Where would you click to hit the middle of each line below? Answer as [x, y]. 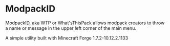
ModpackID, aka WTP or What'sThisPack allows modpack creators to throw [85, 23]
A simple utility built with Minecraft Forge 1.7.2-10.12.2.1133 [67, 38]
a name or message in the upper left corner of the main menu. [71, 28]
